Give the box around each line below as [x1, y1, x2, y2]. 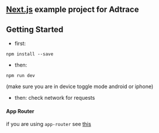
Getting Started [6, 24, 64, 34]
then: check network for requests [14, 94, 95, 101]
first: [14, 40, 26, 47]
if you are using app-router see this [6, 121, 92, 128]
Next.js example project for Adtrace [6, 5, 139, 15]
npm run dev [6, 73, 35, 79]
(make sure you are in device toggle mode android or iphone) [6, 83, 154, 90]
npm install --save [6, 51, 54, 57]
